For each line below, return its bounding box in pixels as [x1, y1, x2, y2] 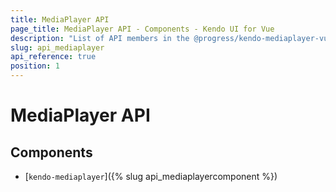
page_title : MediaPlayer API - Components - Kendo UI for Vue [10, 24, 275, 34]
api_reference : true [10, 52, 97, 62]
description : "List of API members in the [10, 33, 190, 43]
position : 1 [10, 61, 60, 71]
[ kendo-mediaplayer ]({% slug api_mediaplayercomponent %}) [24, 171, 278, 182]
